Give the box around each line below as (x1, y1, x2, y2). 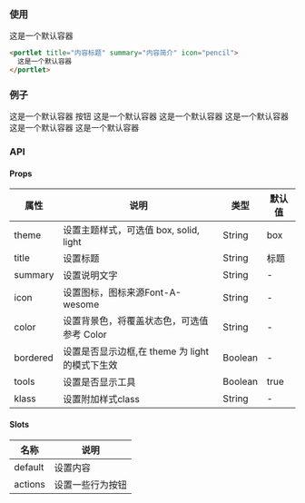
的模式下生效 (63, 359, 118, 371)
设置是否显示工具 (63, 376, 136, 389)
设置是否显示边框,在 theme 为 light (63, 345, 210, 358)
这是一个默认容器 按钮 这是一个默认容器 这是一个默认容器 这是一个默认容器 (9, 111, 289, 122)
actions (14, 478, 45, 490)
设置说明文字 (63, 270, 118, 282)
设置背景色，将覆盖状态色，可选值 (63, 315, 209, 328)
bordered (14, 351, 54, 364)
